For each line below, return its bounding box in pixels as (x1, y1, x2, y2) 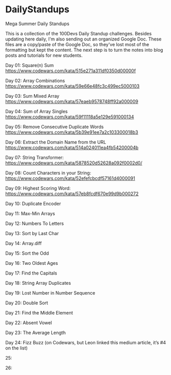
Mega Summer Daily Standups (5, 20, 70, 27)
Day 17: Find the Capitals (5, 270, 57, 276)
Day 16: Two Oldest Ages (5, 260, 58, 266)
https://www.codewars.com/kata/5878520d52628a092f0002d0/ (5, 160, 142, 166)
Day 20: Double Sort (5, 300, 49, 306)
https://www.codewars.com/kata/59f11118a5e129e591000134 (5, 114, 134, 120)
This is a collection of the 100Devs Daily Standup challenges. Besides (5, 30, 152, 36)
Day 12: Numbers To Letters (5, 220, 64, 226)
